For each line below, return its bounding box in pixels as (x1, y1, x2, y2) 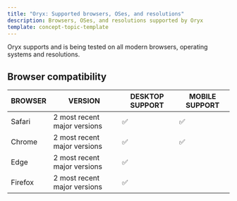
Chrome (11, 137, 37, 147)
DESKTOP (130, 92, 164, 102)
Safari (11, 117, 30, 127)
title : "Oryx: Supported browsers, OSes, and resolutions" (7, 10, 185, 18)
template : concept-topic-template (7, 23, 109, 30)
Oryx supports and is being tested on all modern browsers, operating (7, 43, 208, 51)
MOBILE (189, 92, 217, 102)
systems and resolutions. (7, 50, 80, 59)
